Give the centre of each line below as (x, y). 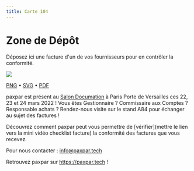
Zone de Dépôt (43, 40)
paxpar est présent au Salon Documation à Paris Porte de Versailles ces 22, (97, 97)
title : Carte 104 (27, 11)
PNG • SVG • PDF (28, 85)
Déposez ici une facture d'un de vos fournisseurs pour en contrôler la (90, 57)
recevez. (17, 139)
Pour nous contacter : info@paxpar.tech (54, 151)
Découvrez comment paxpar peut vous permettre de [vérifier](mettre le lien (97, 126)
